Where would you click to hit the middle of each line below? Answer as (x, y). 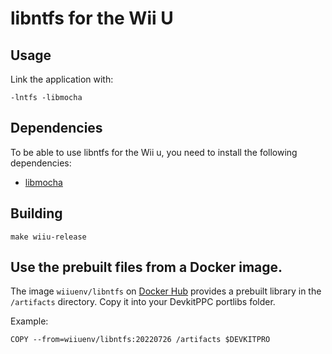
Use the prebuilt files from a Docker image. (146, 267)
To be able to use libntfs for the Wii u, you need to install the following (154, 152)
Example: (29, 321)
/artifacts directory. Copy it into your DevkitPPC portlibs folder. (143, 302)
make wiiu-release (48, 237)
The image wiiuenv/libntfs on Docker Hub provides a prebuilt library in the (166, 291)
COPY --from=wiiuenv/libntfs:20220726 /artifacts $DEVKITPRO (140, 340)
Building (36, 213)
